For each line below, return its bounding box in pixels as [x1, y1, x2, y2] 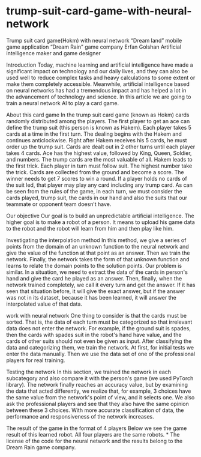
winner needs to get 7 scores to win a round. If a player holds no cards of [6, 175, 187, 182]
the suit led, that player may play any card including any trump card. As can [6, 181, 193, 189]
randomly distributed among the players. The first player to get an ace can [6, 117, 190, 124]
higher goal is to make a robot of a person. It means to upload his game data [6, 218, 195, 226]
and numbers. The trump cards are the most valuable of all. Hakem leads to [6, 156, 193, 163]
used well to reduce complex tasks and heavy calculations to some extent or [6, 74, 196, 81]
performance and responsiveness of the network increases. [6, 413, 154, 420]
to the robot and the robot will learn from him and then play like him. [6, 225, 174, 232]
